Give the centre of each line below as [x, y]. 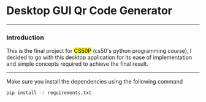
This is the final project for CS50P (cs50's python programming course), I [99, 51]
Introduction [25, 37]
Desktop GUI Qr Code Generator [90, 11]
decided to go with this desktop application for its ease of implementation [99, 57]
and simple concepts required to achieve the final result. [78, 64]
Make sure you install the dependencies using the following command [95, 82]
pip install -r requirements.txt [49, 93]
